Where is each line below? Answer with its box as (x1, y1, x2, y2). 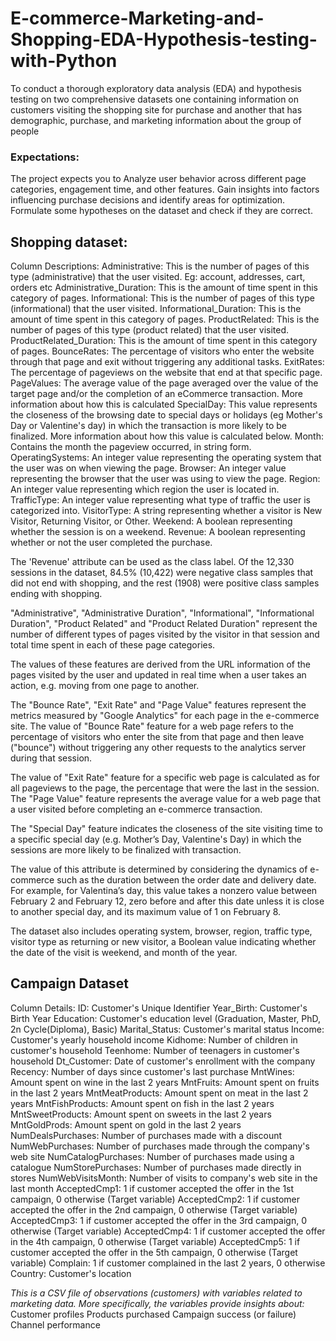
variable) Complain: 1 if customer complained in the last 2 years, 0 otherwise (10, 1257, 326, 1269)
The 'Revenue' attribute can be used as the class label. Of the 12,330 (10, 556, 295, 568)
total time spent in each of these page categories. (10, 639, 216, 651)
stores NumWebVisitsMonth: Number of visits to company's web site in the (10, 1172, 318, 1184)
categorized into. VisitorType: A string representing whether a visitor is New (10, 505, 323, 517)
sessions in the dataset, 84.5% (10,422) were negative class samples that (10, 567, 314, 579)
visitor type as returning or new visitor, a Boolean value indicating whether (10, 936, 317, 948)
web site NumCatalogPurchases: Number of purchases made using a (10, 1150, 295, 1162)
